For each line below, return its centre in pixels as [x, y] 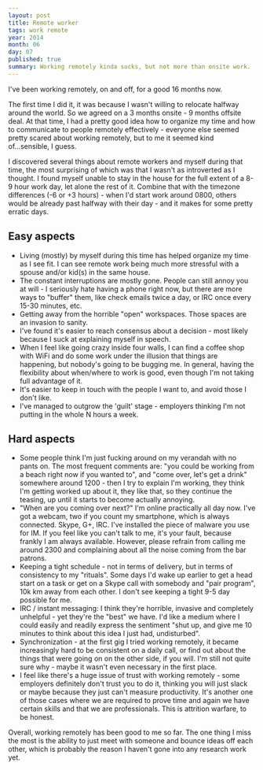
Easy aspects [42, 237]
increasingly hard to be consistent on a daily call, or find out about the [132, 650]
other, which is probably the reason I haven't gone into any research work [128, 750]
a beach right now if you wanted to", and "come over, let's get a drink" [133, 475]
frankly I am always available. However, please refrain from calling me [132, 542]
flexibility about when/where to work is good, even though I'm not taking [137, 372]
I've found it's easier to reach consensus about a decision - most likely [134, 331]
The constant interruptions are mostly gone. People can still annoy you [134, 280]
